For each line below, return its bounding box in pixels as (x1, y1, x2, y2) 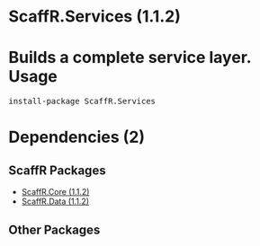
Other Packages (8, 222, 101, 237)
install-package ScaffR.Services (8, 96, 157, 107)
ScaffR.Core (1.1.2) (21, 187, 90, 198)
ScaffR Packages (8, 163, 106, 178)
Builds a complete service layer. (8, 48, 252, 68)
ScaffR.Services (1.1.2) (8, 6, 181, 27)
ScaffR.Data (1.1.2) (21, 196, 90, 207)
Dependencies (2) (8, 127, 146, 147)
